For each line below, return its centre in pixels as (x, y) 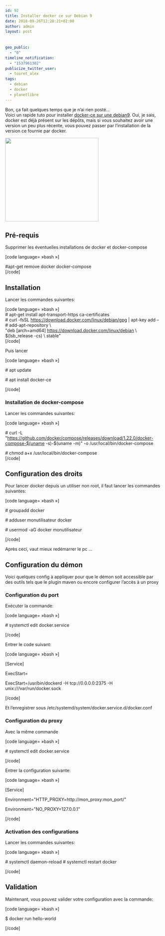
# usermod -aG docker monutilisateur (44, 530)
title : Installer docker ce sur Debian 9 (49, 16)
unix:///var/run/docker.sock (33, 689)
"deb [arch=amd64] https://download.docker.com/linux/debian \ (71, 331)
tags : (11, 79)
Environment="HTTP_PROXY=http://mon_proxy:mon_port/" (66, 799)
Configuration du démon (44, 565)
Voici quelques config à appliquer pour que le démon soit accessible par (79, 577)
